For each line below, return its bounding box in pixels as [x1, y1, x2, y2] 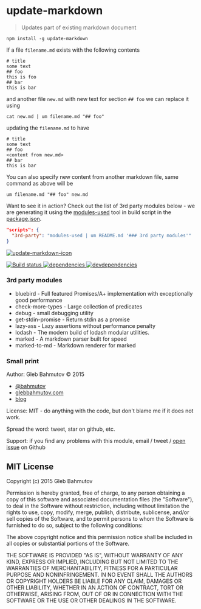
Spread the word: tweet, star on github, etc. [6, 425, 115, 433]
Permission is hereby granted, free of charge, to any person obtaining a [6, 489, 185, 496]
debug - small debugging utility [15, 309, 94, 316]
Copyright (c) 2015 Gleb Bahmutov [6, 477, 93, 484]
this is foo [6, 74, 36, 80]
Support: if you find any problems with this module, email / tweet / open [6, 437, 186, 445]
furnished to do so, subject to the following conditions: [6, 521, 143, 529]
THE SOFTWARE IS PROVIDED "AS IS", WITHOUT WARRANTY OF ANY [6, 551, 183, 559]
